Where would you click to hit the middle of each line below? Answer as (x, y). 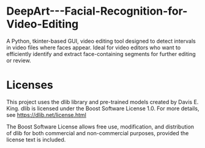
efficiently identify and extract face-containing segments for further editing (101, 54)
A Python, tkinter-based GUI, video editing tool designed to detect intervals (101, 41)
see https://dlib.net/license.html (47, 115)
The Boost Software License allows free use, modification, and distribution (100, 127)
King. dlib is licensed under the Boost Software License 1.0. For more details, (103, 108)
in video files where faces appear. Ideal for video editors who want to (94, 48)
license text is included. (36, 139)
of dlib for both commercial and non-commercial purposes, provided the (98, 133)
